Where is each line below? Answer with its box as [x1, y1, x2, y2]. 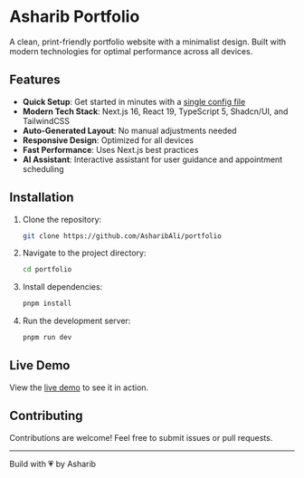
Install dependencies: [22, 282, 103, 292]
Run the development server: [22, 315, 131, 327]
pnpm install [22, 299, 72, 309]
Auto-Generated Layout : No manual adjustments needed [22, 125, 237, 136]
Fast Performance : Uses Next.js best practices [22, 144, 199, 155]
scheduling [22, 163, 65, 174]
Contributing [9, 408, 83, 424]
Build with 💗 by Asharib [9, 458, 97, 469]
